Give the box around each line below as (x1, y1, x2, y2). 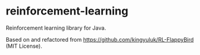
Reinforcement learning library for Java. (6, 24, 107, 31)
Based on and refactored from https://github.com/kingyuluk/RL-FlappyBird (6, 36, 194, 43)
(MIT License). (6, 42, 42, 50)
